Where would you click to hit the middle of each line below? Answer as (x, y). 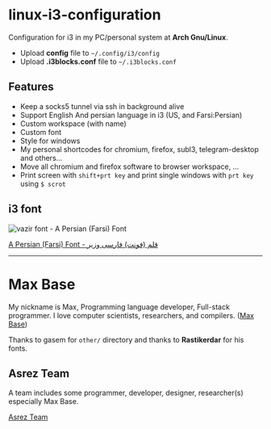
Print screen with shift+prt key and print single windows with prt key (137, 175)
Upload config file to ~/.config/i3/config (90, 53)
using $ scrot (43, 183)
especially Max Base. (44, 402)
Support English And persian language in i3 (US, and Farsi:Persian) (131, 115)
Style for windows (50, 141)
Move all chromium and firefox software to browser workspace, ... (129, 166)
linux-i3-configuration (85, 15)
